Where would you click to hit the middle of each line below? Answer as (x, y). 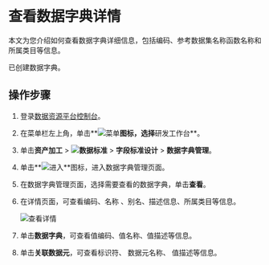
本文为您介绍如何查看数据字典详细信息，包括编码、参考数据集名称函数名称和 (135, 40)
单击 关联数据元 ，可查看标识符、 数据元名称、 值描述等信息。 (120, 252)
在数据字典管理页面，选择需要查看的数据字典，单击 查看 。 (115, 184)
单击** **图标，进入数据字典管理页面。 (94, 167)
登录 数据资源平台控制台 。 (62, 116)
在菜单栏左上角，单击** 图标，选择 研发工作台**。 (112, 132)
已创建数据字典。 (37, 67)
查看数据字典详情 (65, 16)
